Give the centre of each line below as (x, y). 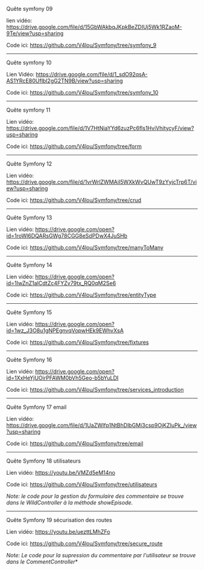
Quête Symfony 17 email (36, 407)
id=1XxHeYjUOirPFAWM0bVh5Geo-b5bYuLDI (63, 378)
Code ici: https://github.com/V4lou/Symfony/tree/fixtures (78, 342)
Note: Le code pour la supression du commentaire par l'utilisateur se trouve (101, 555)
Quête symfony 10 (29, 62)
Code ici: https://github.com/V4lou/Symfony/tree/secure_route (84, 543)
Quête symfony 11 (28, 110)
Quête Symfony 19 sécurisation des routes (59, 520)
